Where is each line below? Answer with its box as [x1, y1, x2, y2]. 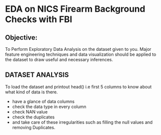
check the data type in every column [12, 104, 87, 110]
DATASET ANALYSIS [5, 71, 69, 79]
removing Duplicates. [12, 124, 55, 130]
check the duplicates [12, 114, 55, 120]
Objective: [5, 33, 38, 42]
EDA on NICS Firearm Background [5, 3, 146, 15]
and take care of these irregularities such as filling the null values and [12, 119, 153, 125]
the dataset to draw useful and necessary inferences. [5, 57, 113, 62]
